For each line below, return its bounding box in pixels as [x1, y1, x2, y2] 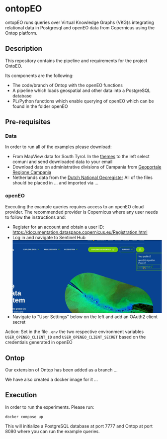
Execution [5, 391, 37, 399]
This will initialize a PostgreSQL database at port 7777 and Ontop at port [5, 423, 153, 429]
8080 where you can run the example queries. [5, 428, 100, 434]
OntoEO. [5, 63, 22, 69]
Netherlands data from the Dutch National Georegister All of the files [12, 175, 153, 180]
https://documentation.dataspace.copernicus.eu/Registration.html [12, 229, 148, 235]
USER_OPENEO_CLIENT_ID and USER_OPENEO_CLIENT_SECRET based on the [5, 334, 146, 340]
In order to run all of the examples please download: [5, 144, 112, 150]
